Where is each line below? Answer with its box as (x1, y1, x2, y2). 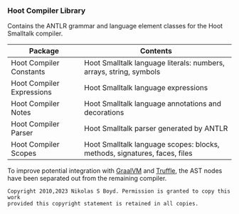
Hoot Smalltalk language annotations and (84, 98, 222, 108)
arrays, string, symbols (84, 67, 161, 77)
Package (28, 46, 59, 56)
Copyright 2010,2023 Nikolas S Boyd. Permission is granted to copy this (7, 188, 231, 195)
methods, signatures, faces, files (84, 148, 193, 158)
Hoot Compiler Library (7, 6, 86, 16)
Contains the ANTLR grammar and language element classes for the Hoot (7, 22, 223, 30)
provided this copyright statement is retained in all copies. (7, 201, 199, 208)
